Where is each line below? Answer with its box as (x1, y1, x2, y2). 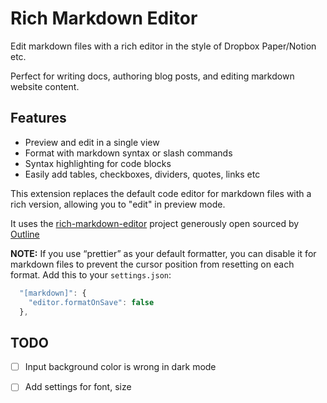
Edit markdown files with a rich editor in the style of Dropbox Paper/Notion (10, 40, 317, 52)
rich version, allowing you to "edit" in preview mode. (10, 198, 226, 210)
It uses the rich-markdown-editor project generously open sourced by (10, 217, 300, 229)
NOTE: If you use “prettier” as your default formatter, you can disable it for (10, 247, 317, 259)
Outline (10, 228, 40, 240)
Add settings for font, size (24, 381, 132, 393)
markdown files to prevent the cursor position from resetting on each (10, 258, 295, 270)
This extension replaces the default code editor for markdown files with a (10, 187, 312, 199)
